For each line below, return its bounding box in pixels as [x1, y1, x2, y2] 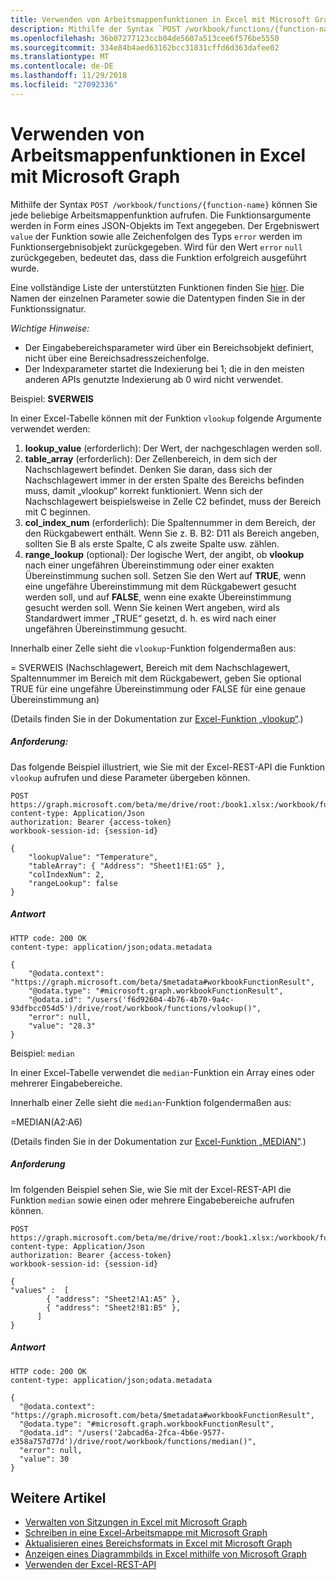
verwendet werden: [10, 422, 91, 435]
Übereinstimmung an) [10, 693, 100, 705]
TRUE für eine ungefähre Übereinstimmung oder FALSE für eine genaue [10, 682, 307, 695]
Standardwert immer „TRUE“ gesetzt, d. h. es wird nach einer [24, 612, 277, 624]
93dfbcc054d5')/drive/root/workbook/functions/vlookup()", [10, 1003, 262, 1013]
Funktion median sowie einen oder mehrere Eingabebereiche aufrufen [10, 1194, 295, 1206]
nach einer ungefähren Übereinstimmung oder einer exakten [24, 559, 275, 571]
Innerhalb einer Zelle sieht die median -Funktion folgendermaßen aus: [10, 1096, 292, 1108]
